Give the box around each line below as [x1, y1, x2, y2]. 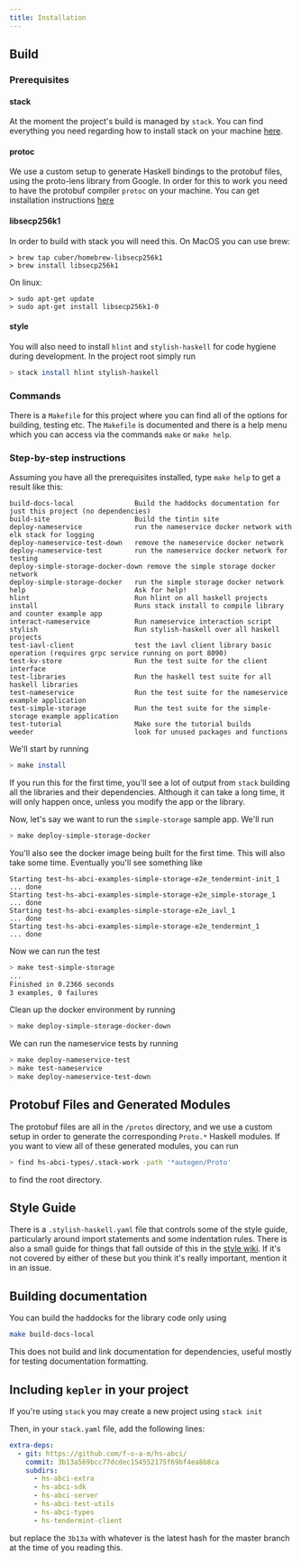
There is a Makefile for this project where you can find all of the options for [9, 409, 288, 420]
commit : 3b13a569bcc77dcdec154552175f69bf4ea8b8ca [25, 1457, 220, 1466]
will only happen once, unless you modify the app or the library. [9, 797, 246, 808]
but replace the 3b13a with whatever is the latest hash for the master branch [9, 1532, 290, 1543]
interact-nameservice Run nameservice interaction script [9, 617, 272, 626]
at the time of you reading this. [9, 1542, 123, 1553]
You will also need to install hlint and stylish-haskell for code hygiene [9, 341, 277, 352]
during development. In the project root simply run [9, 351, 196, 361]
